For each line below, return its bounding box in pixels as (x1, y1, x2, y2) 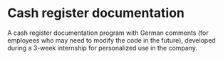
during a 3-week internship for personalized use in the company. (7, 43, 198, 52)
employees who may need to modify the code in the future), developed (7, 36, 216, 44)
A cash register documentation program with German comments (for (7, 28, 209, 37)
